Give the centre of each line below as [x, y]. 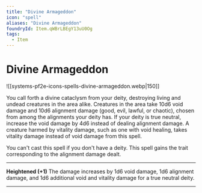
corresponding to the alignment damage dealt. [64, 154]
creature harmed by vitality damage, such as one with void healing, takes [97, 129]
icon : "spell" [24, 17]
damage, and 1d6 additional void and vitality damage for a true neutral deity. [100, 177]
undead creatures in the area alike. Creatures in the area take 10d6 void [95, 104]
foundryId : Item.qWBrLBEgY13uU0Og [50, 29]
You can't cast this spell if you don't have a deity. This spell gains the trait [97, 147]
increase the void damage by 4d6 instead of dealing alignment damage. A [98, 123]
